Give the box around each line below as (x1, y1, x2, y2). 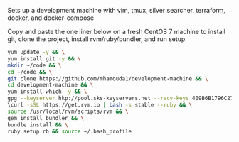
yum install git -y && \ (7, 55, 81, 62)
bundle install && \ (7, 121, 69, 129)
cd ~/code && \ (7, 68, 53, 75)
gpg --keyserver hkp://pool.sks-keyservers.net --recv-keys (7, 95, 190, 102)
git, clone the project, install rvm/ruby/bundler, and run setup (7, 35, 186, 43)
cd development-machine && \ (7, 82, 94, 89)
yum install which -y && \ (7, 88, 87, 95)
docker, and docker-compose (7, 13, 95, 22)
